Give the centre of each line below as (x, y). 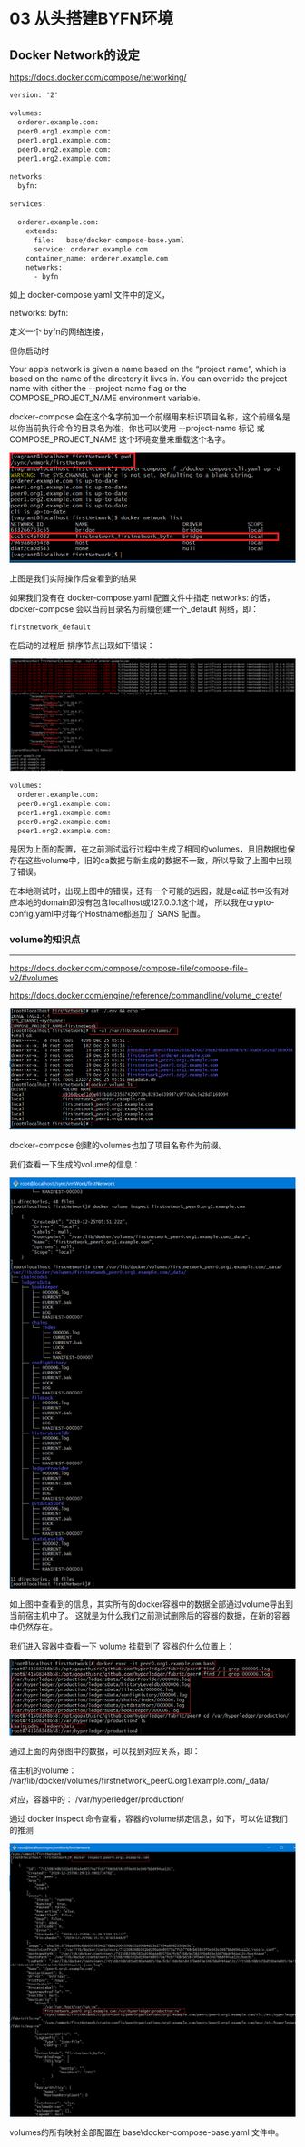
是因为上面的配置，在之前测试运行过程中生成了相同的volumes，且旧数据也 (148, 849)
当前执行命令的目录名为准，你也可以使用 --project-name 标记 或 (145, 428)
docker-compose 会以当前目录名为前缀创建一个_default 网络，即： (134, 608)
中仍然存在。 (33, 1627)
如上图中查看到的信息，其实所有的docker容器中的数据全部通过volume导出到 (151, 1604)
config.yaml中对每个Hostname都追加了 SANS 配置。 (108, 913)
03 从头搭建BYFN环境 (92, 19)
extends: (42, 231)
